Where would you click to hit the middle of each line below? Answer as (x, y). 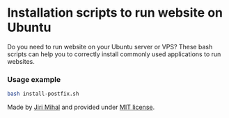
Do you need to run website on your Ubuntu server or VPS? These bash (110, 47)
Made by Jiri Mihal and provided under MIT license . (81, 107)
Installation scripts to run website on (115, 13)
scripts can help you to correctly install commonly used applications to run (114, 54)
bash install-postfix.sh (43, 94)
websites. (21, 61)
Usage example (34, 79)
